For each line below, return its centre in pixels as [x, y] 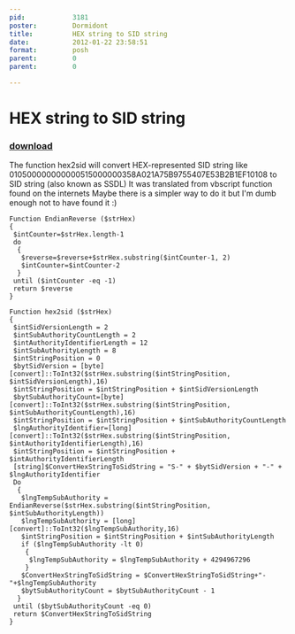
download [31, 145]
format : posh [49, 50]
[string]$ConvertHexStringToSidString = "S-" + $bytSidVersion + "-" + [147, 467]
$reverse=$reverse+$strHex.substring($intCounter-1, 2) [126, 258]
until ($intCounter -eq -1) [64, 281]
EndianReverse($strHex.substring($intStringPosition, [110, 506]
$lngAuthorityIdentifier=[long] [72, 429]
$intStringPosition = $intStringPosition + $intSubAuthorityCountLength [150, 421]
